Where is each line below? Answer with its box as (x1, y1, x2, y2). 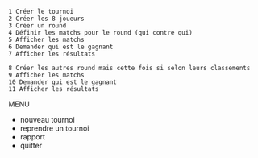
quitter (19, 141, 43, 150)
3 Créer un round (8, 22, 67, 30)
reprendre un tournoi (19, 123, 89, 133)
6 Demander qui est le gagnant (8, 43, 114, 51)
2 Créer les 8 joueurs (8, 15, 85, 23)
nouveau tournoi (19, 115, 75, 124)
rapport (19, 132, 46, 141)
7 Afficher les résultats (8, 50, 95, 58)
